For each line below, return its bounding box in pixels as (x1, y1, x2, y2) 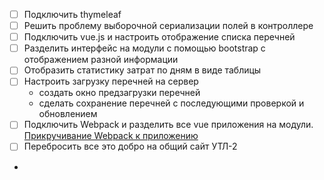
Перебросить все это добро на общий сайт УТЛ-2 (23, 140, 238, 153)
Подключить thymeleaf (23, 9, 122, 20)
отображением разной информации (23, 54, 179, 66)
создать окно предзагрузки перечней (38, 87, 201, 99)
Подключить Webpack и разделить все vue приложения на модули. (23, 119, 314, 131)
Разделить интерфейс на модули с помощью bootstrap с (23, 42, 266, 54)
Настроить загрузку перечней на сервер (23, 75, 199, 88)
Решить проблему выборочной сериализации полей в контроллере (23, 20, 314, 32)
